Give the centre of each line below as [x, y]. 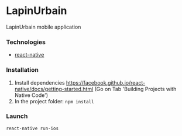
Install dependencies [40, 82]
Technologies [26, 42]
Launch [17, 116]
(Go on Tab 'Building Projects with [135, 89]
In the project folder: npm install [54, 101]
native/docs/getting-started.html [54, 89]
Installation [23, 70]
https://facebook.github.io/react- [106, 82]
